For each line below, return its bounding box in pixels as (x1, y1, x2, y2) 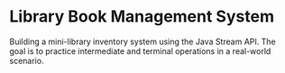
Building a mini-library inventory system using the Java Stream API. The (9, 36, 277, 47)
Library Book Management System (9, 6, 275, 27)
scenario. (9, 55, 44, 66)
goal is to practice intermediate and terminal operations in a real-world (9, 45, 271, 56)
